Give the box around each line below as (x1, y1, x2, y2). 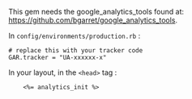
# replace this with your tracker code (8, 47, 143, 55)
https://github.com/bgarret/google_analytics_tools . (8, 15, 178, 25)
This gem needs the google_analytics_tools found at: (8, 7, 185, 16)
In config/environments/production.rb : (8, 31, 141, 40)
